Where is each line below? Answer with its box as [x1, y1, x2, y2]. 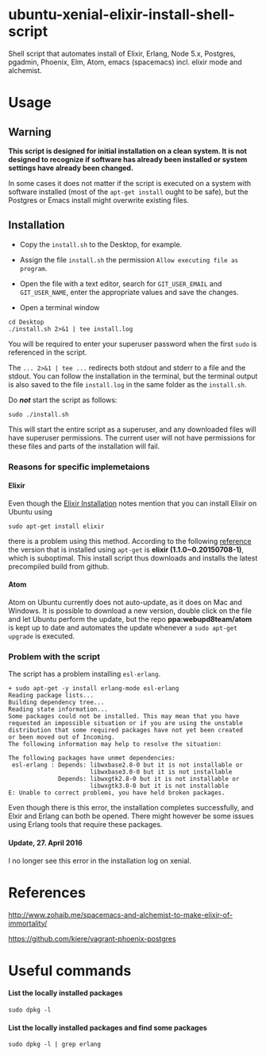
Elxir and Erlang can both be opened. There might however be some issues [8, 811, 254, 821]
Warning [8, 125, 52, 138]
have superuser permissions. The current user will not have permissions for [8, 433, 256, 442]
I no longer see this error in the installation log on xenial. [8, 856, 192, 865]
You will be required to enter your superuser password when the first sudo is [8, 339, 257, 348]
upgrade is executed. [8, 631, 75, 641]
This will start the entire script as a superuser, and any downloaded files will [8, 424, 256, 434]
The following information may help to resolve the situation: [8, 740, 222, 748]
